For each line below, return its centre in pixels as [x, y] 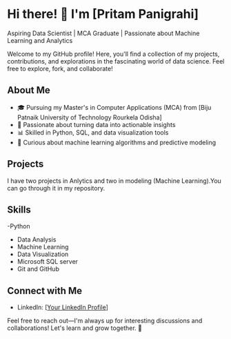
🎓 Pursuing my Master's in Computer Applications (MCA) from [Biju [114, 107]
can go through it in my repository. [56, 188]
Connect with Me [45, 290]
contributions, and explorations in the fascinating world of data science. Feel [116, 61]
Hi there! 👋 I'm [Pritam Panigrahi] [103, 14]
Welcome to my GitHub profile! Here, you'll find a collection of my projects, [113, 54]
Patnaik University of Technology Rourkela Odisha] [89, 117]
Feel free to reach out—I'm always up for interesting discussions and [105, 321]
